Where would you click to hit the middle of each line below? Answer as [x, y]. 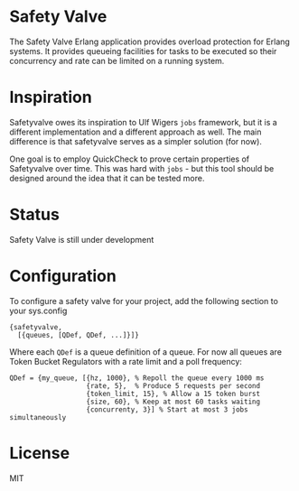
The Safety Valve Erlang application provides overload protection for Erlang [150, 42]
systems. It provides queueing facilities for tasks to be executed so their [143, 51]
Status [35, 215]
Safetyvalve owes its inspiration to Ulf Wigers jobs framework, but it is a [143, 122]
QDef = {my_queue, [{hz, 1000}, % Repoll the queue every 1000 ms [137, 378]
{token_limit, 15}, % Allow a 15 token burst [173, 394]
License [40, 453]
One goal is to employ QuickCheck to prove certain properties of [130, 159]
